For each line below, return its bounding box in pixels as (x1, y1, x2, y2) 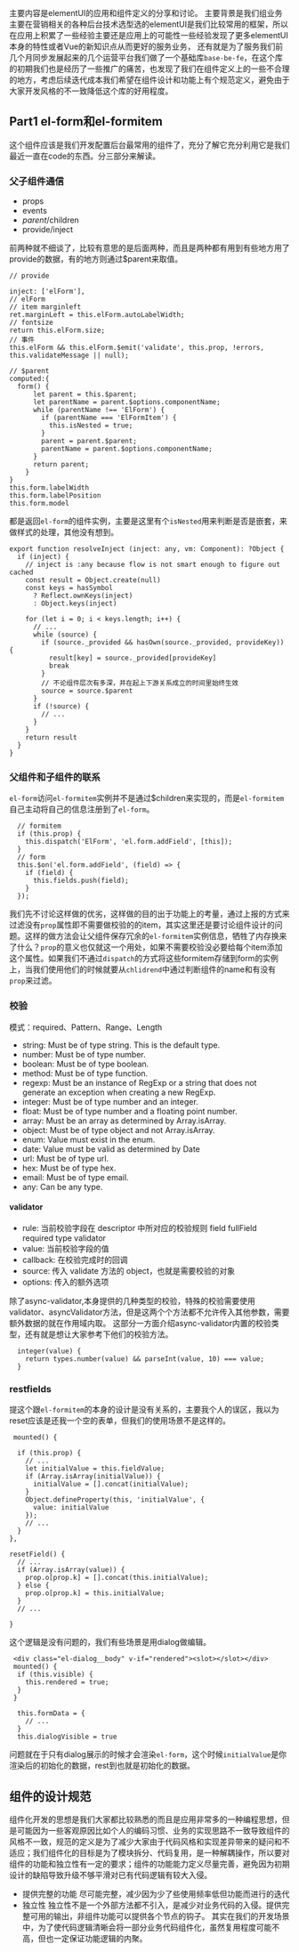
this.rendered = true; (25, 1678, 109, 1687)
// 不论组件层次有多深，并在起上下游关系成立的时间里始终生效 (41, 679, 238, 688)
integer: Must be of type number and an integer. (21, 1096, 198, 1106)
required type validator (21, 1232, 107, 1243)
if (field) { (25, 869, 74, 878)
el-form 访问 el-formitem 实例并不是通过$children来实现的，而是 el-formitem (9, 793, 285, 804)
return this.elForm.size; (9, 326, 105, 336)
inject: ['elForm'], (9, 288, 86, 296)
